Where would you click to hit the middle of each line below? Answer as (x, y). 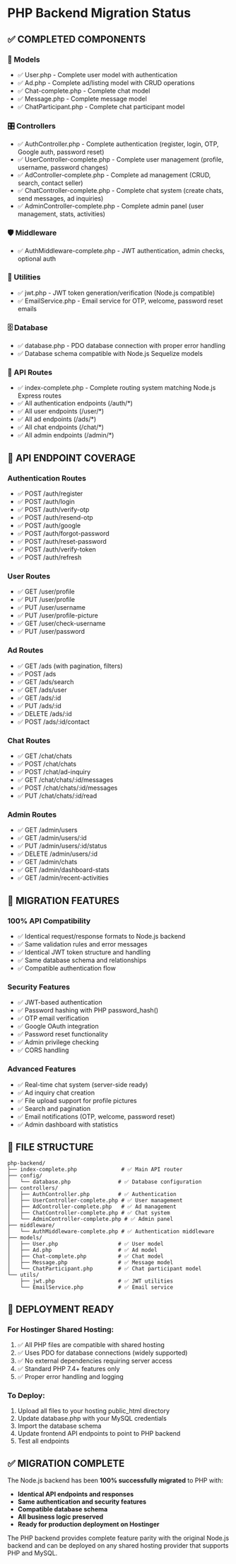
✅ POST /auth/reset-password (62, 542)
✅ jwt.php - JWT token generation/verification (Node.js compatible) (116, 293)
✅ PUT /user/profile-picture (58, 615)
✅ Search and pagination (54, 1108)
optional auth (37, 259)
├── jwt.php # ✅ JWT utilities (97, 1281)
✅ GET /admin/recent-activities (63, 878)
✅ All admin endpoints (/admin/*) (66, 435)
